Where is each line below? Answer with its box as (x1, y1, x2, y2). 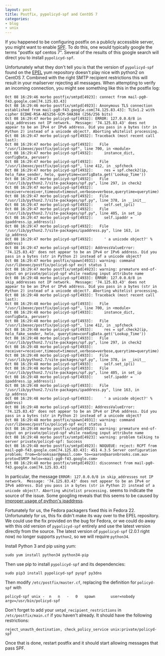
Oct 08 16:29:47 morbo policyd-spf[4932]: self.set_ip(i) (5, 202, 135, 207)
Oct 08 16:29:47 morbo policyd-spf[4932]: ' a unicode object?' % (5, 237, 153, 242)
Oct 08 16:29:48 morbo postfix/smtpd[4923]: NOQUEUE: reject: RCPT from (5, 443, 157, 448)
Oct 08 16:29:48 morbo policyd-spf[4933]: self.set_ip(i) (5, 362, 135, 367)
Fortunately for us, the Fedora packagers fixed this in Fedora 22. (5, 507, 136, 513)
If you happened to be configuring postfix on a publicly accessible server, (5, 39, 154, 45)
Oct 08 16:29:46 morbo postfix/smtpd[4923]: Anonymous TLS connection (5, 103, 153, 108)
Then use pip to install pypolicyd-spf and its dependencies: (5, 562, 126, 567)
